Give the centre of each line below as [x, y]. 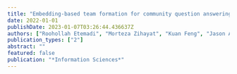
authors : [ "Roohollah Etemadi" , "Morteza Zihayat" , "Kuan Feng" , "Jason [116, 33]
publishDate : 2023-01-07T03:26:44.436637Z [71, 27]
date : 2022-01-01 [33, 20]
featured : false [31, 54]
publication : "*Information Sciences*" [66, 60]
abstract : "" [26, 47]
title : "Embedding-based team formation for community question [104, 14]
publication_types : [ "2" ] [45, 40]
